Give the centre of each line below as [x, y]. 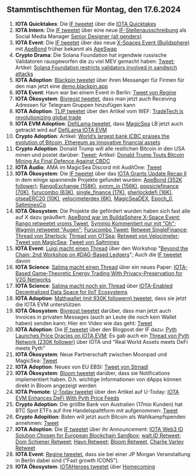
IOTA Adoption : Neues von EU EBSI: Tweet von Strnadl [82, 367]
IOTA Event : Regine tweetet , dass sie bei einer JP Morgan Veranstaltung [103, 454]
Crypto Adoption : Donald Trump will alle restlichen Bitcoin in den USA [100, 148]
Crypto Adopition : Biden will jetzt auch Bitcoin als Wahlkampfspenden [100, 417]
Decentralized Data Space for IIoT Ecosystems [71, 292]
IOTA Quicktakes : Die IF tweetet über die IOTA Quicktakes [86, 23]
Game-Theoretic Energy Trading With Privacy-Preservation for [107, 273]
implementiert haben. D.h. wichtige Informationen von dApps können [98, 379]
